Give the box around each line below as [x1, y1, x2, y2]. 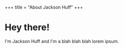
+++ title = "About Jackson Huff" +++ [5, 4, 84, 10]
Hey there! [5, 22, 50, 33]
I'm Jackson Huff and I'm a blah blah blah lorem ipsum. [5, 38, 119, 44]
